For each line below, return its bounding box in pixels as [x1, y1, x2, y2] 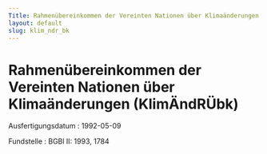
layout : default [8, 19, 62, 27]
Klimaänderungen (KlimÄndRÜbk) [8, 95, 239, 113]
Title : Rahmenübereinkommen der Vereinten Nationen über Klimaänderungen [8, 11, 260, 20]
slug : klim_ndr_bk [8, 26, 70, 34]
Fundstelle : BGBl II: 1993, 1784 [8, 136, 110, 146]
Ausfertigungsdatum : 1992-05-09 [8, 121, 122, 131]
